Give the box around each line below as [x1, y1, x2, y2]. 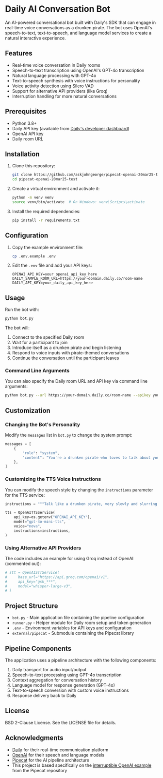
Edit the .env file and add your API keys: [12, 262, 92, 269]
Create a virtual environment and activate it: [12, 186, 100, 192]
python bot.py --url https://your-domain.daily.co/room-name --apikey [5, 393, 151, 398]
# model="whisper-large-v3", [5, 583, 73, 588]
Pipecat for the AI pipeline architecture [12, 757, 90, 763]
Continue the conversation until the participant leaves [12, 355, 119, 361]
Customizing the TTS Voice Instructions [5, 476, 101, 483]
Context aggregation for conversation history [12, 677, 102, 683]
